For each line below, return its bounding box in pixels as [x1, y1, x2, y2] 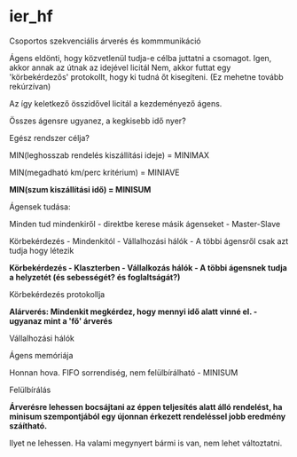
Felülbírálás [9, 384, 51, 395]
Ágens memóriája [9, 350, 74, 360]
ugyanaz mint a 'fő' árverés [9, 315, 113, 326]
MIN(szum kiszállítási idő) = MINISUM [9, 184, 152, 194]
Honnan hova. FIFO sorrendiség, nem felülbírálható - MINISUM [9, 366, 238, 378]
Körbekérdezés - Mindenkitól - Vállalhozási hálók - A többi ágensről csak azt [9, 235, 289, 246]
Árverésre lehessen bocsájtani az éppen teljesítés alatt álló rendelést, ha [9, 401, 283, 412]
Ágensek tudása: [9, 201, 71, 212]
